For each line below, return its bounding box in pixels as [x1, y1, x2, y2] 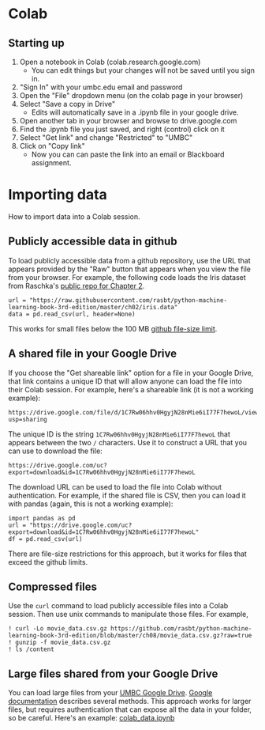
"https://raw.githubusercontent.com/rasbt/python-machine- [28, 296, 227, 304]
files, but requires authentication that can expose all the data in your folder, [8, 705, 252, 714]
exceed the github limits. [8, 557, 88, 566]
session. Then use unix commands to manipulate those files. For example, [8, 610, 248, 619]
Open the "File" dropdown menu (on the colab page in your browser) [19, 91, 244, 100]
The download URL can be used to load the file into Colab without [8, 482, 222, 491]
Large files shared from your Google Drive [8, 667, 218, 680]
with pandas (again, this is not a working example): [8, 499, 174, 509]
